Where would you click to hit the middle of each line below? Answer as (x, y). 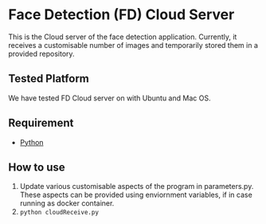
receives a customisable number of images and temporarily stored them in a (133, 45)
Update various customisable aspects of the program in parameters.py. (137, 187)
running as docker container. (67, 203)
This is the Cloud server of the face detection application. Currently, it (123, 37)
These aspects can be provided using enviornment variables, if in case (136, 195)
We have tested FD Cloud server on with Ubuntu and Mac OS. (110, 98)
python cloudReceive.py (59, 213)
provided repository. (41, 53)
